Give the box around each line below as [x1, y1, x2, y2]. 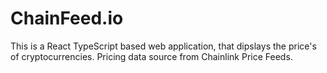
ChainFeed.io [10, 7, 124, 30]
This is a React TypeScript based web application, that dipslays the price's [10, 40, 317, 52]
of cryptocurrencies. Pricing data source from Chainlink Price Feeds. [10, 50, 293, 62]
